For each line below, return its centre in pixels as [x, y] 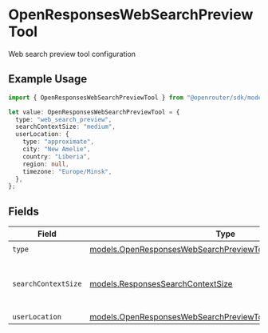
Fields [24, 211]
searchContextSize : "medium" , [65, 127]
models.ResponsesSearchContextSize [161, 284]
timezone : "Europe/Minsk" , [67, 171]
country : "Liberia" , [57, 156]
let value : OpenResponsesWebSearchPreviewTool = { [94, 112]
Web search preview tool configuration [72, 54]
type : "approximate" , [58, 142]
